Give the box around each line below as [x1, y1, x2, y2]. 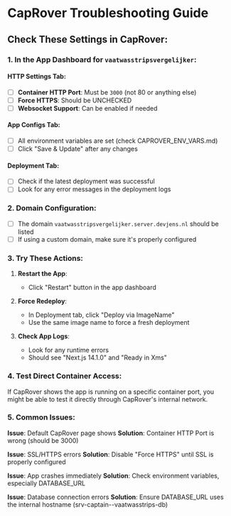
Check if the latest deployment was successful [17, 177, 155, 186]
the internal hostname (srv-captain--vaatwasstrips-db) [7, 500, 168, 509]
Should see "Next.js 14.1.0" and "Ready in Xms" [28, 353, 167, 362]
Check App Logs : [17, 332, 70, 340]
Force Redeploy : [17, 297, 68, 306]
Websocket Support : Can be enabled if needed [17, 104, 158, 112]
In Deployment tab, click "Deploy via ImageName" [28, 311, 175, 319]
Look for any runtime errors [28, 346, 109, 355]
